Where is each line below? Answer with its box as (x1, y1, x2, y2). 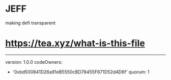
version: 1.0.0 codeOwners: (5, 59, 63, 65)
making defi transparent (5, 20, 56, 26)
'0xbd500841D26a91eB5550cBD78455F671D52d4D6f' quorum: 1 (12, 69, 150, 75)
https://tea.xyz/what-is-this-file (5, 37, 145, 49)
